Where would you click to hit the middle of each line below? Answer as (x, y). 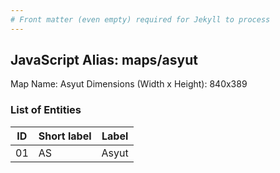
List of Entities (46, 110)
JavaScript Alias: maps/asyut (104, 60)
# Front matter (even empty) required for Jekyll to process (140, 19)
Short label (65, 136)
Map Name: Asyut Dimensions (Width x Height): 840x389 (129, 84)
